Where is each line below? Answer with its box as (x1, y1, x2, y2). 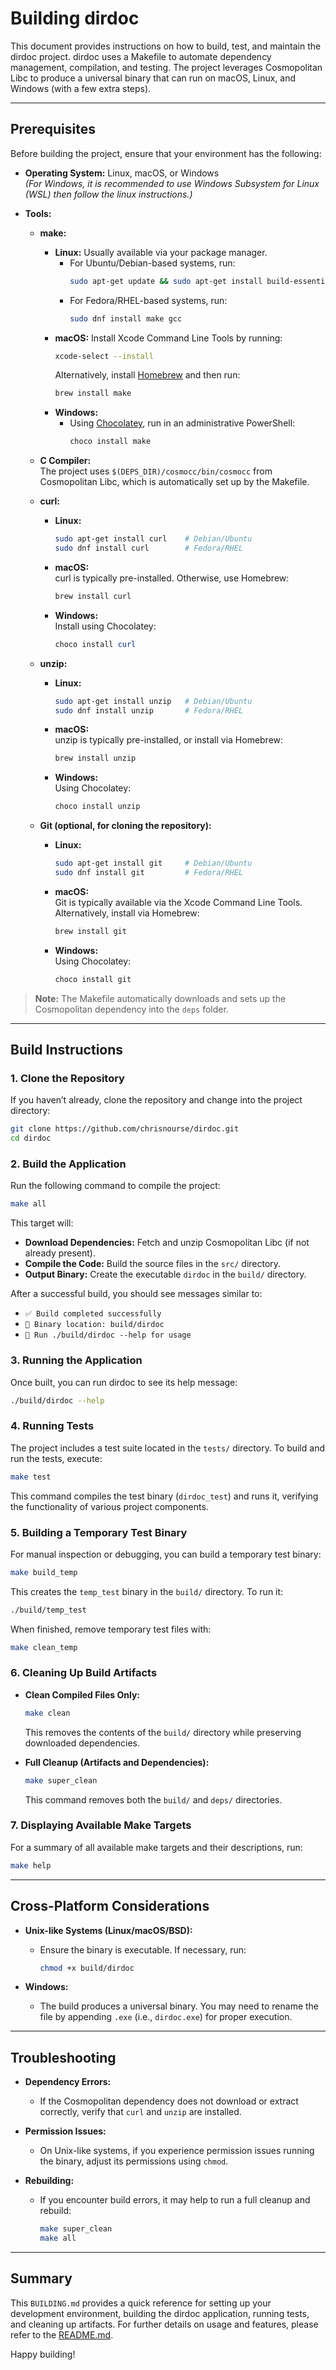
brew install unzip (54, 753, 137, 764)
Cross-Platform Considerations (10, 1898, 210, 1915)
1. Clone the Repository (10, 1071, 125, 1085)
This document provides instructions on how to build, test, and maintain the (10, 40, 322, 52)
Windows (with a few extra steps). (10, 82, 152, 94)
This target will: (10, 1217, 74, 1229)
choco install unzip (54, 802, 141, 812)
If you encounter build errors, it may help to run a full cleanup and (39, 2194, 311, 2206)
